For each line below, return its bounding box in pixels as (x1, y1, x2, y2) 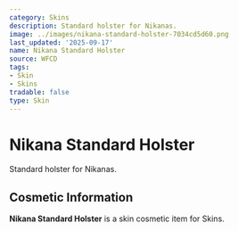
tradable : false (9, 87, 70, 96)
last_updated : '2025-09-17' (9, 37, 114, 47)
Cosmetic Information (9, 189, 134, 205)
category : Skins (9, 12, 70, 22)
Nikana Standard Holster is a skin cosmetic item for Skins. (9, 213, 225, 224)
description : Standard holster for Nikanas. (9, 21, 177, 30)
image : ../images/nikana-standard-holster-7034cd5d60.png (9, 29, 229, 38)
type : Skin (9, 95, 50, 105)
